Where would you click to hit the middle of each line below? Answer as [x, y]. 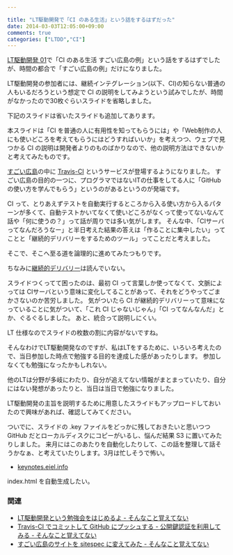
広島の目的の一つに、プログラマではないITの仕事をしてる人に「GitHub [120, 180]
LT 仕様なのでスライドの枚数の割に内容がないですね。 [85, 333]
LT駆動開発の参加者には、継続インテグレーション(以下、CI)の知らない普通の [116, 84]
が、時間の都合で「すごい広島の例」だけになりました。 [86, 69]
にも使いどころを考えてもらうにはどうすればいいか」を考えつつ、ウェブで [113, 139]
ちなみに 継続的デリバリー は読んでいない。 [68, 268]
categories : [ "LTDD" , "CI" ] [46, 39]
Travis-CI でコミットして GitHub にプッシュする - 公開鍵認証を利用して [119, 526]
